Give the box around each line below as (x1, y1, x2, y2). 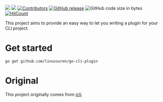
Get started (5, 42, 53, 54)
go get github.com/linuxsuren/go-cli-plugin (5, 59, 98, 64)
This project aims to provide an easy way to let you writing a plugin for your (5, 20, 158, 26)
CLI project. (5, 25, 29, 31)
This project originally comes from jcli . (5, 91, 83, 97)
